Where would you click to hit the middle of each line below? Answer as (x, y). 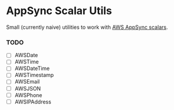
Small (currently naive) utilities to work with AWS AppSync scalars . (87, 27)
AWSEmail (27, 82)
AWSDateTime (32, 68)
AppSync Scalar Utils (59, 11)
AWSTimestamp (34, 75)
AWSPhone (28, 95)
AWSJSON (28, 88)
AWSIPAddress (33, 102)
